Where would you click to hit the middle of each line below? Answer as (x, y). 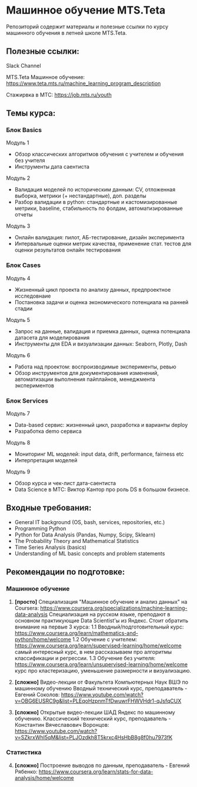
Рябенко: (26, 771)
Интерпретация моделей (46, 460)
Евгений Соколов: (37, 694)
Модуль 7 (18, 414)
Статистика (24, 752)
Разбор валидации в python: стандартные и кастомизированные (96, 202)
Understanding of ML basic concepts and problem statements (90, 553)
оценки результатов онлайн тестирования (68, 250)
